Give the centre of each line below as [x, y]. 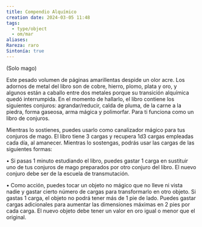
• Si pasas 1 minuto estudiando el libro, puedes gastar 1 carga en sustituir [97, 161]
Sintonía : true [25, 51]
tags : [13, 23]
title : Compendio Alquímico [42, 12]
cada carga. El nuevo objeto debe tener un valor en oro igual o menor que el [101, 211]
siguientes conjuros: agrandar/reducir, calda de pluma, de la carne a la [94, 105]
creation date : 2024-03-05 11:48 [48, 17]
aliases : [17, 40]
